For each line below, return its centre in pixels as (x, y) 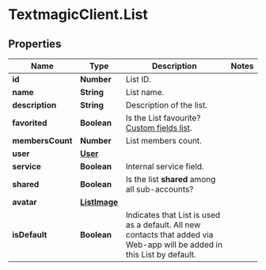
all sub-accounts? (160, 189)
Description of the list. (167, 105)
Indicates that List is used (173, 215)
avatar (25, 202)
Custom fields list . (159, 128)
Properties (35, 44)
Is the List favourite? (163, 118)
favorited (30, 123)
